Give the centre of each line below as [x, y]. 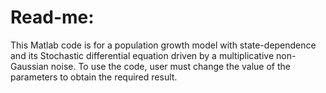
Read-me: [52, 17]
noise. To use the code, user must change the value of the [171, 66]
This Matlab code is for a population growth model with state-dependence [163, 45]
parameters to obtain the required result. [94, 77]
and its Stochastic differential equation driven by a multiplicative [142, 55]
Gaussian [29, 66]
